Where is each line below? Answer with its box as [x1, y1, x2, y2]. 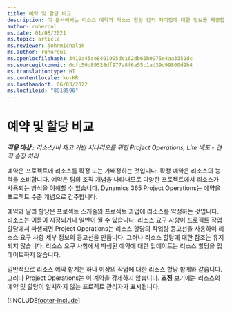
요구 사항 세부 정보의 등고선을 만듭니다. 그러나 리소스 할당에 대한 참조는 [19, 233, 212, 242]
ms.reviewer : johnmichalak [7, 42, 85, 49]
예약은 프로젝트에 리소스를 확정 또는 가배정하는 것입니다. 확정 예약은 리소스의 [7, 167, 214, 175]
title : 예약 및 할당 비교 [7, 10, 72, 17]
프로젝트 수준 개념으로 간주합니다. [7, 193, 98, 201]
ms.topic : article [7, 36, 60, 43]
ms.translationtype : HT [7, 68, 76, 75]
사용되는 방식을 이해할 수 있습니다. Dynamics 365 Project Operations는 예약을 [7, 184, 221, 192]
